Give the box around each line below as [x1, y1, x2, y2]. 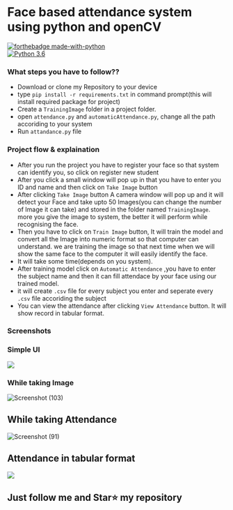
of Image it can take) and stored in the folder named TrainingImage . [17, 205, 211, 213]
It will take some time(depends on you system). [17, 257, 153, 265]
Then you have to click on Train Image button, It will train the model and [17, 227, 224, 236]
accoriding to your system [17, 120, 93, 128]
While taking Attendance [7, 414, 117, 426]
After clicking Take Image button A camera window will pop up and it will [17, 190, 224, 199]
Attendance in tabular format [7, 453, 136, 465]
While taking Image [7, 377, 74, 387]
